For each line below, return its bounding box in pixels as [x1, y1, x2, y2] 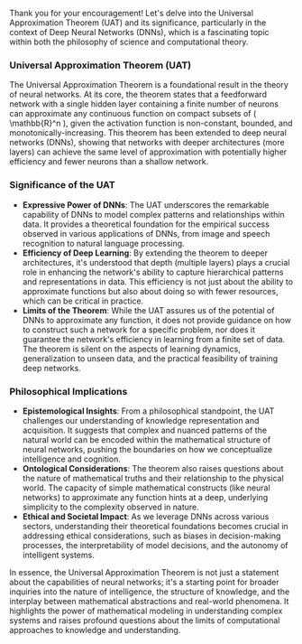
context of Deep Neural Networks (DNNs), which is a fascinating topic [9, 27, 270, 37]
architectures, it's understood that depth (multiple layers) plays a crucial [22, 257, 290, 267]
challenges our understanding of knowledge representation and [22, 415, 260, 425]
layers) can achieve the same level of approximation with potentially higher [9, 146, 288, 157]
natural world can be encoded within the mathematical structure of [22, 434, 271, 445]
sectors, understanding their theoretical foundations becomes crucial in [22, 520, 288, 531]
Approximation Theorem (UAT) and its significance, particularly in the [9, 17, 267, 28]
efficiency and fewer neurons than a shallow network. [9, 156, 209, 167]
